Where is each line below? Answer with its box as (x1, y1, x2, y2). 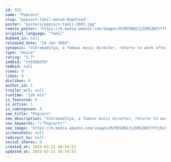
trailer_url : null (5, 87, 44, 93)
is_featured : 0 (5, 97, 38, 102)
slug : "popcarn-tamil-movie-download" (5, 17, 88, 22)
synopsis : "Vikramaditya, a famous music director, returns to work (5, 45, 154, 50)
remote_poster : (5, 26, 38, 31)
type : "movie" (5, 50, 36, 55)
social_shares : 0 (5, 140, 42, 145)
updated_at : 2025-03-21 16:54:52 (5, 149, 76, 154)
